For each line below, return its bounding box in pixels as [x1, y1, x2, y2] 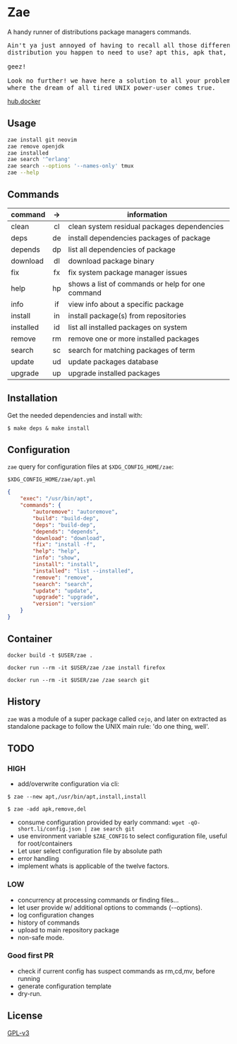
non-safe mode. [17, 933, 65, 942]
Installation [7, 392, 58, 404]
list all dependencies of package [68, 245, 176, 254]
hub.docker [7, 97, 41, 105]
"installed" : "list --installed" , [32, 567, 134, 575]
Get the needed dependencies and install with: [7, 411, 143, 419]
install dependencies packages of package [68, 233, 211, 242]
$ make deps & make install [7, 425, 90, 432]
